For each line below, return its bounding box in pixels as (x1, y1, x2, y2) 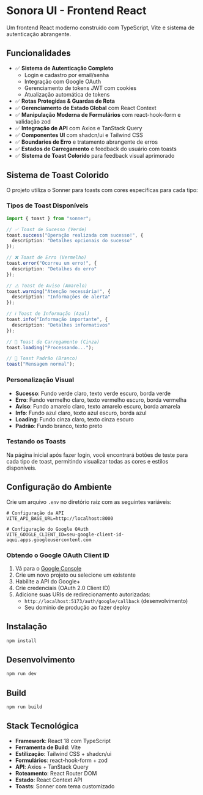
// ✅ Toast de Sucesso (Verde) (6, 226, 87, 232)
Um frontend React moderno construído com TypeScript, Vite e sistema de (6, 24, 194, 31)
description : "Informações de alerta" (12, 294, 111, 300)
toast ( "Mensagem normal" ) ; (6, 361, 75, 368)
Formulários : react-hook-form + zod (15, 756, 108, 764)
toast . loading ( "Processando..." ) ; (6, 344, 95, 350)
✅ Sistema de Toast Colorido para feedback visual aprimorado (15, 152, 175, 159)
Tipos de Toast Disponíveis (6, 201, 89, 210)
